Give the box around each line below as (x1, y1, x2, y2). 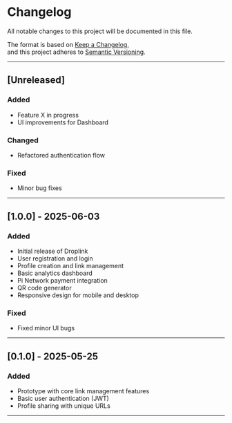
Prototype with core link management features (17, 386, 150, 395)
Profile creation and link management (17, 261, 124, 270)
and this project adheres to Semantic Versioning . (7, 48, 146, 56)
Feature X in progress (17, 111, 79, 119)
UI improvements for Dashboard (17, 118, 109, 126)
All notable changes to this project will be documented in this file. (7, 27, 193, 35)
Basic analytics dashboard (17, 269, 93, 277)
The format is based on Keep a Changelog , (7, 40, 129, 48)
